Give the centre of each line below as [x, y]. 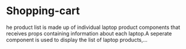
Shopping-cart [43, 11]
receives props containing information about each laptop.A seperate [89, 33]
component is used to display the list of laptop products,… [77, 40]
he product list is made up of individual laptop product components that [93, 27]
